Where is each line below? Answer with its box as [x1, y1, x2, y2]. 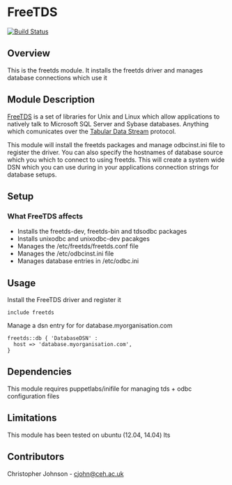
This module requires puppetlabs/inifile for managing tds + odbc [7, 385, 192, 393]
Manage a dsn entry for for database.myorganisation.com [7, 322, 173, 330]
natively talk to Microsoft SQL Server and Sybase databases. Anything [7, 119, 209, 128]
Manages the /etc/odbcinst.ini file [17, 249, 114, 258]
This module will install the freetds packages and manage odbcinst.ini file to [7, 140, 225, 149]
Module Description [7, 94, 95, 105]
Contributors [7, 451, 65, 463]
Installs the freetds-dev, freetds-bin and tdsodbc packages [17, 227, 187, 236]
